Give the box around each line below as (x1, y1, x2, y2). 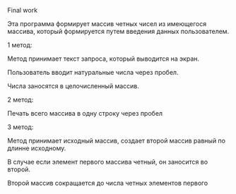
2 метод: (7, 95, 34, 104)
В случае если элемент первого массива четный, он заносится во (7, 158, 208, 166)
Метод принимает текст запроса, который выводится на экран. (7, 54, 200, 63)
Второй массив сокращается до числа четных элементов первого (7, 179, 208, 187)
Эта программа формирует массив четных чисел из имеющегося (7, 20, 207, 28)
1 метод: (7, 41, 33, 49)
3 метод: (7, 123, 34, 131)
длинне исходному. (7, 144, 66, 152)
